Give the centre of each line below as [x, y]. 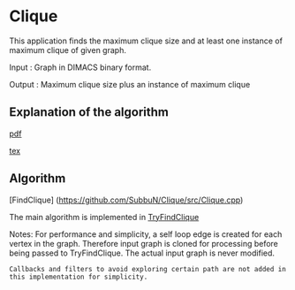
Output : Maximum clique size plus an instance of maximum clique [130, 84]
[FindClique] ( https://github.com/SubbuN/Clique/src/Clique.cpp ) [126, 200]
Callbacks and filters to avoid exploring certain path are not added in [148, 269]
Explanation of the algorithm [89, 112]
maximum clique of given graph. [68, 50]
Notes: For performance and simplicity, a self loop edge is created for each [146, 234]
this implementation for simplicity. [79, 277]
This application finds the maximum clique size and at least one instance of [146, 41]
